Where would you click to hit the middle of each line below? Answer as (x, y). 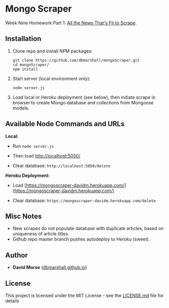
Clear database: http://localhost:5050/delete (61, 166)
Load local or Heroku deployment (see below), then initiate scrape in (84, 97)
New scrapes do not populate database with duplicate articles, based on (88, 228)
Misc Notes (24, 216)
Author (16, 255)
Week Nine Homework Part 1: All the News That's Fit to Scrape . (71, 23)
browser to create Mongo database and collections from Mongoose (83, 102)
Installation (23, 39)
